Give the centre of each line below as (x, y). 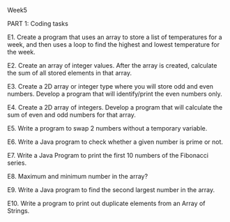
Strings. (18, 211)
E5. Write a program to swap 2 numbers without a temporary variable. (107, 128)
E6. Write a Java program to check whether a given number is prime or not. (115, 142)
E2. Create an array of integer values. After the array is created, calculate (112, 65)
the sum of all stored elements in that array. (70, 73)
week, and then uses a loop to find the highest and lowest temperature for (114, 44)
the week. (22, 52)
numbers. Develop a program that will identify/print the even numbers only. (115, 94)
